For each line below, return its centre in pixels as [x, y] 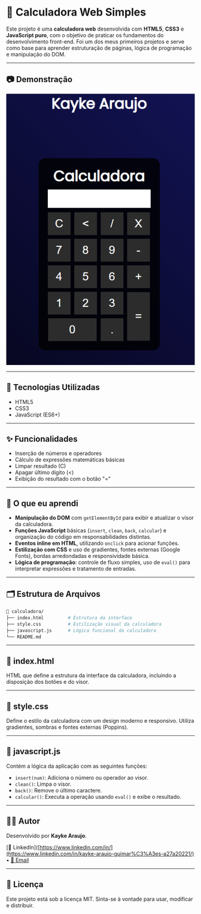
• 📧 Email [18, 860]
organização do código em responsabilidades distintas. [83, 537]
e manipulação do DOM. [36, 54]
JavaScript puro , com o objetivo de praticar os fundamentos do [85, 35]
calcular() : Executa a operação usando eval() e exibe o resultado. [98, 797]
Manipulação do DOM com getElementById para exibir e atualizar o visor [104, 518]
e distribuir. [20, 905]
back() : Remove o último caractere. [58, 790]
